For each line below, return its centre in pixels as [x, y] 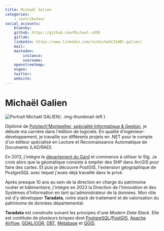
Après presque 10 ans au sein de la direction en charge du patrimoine [76, 182]
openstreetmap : [30, 65]
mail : [20, 46]
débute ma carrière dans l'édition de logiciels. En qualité [62, 131]
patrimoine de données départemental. [45, 203]
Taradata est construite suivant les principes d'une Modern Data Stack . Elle [82, 212]
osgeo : [21, 70]
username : [33, 60]
